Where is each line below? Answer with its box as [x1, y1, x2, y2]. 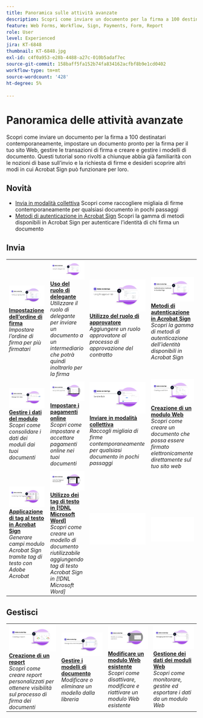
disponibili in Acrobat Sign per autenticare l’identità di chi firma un [14, 218, 179, 226]
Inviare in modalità [89, 414, 138, 421]
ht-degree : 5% [6, 80, 42, 86]
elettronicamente [150, 449, 193, 457]
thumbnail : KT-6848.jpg [6, 49, 66, 55]
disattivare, [108, 676, 136, 683]
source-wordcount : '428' [6, 73, 69, 80]
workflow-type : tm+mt [6, 67, 61, 73]
